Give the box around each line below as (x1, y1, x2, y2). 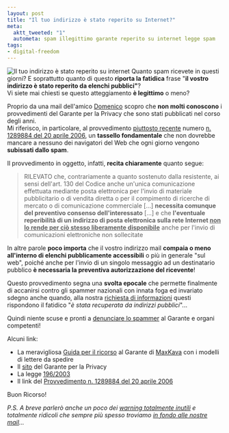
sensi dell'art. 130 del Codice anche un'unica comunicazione (23, 180, 196, 188)
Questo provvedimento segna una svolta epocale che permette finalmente (7, 279, 217, 287)
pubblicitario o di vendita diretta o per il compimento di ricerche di (23, 194, 210, 202)
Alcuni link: (7, 334, 38, 343)
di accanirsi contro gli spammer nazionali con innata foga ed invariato (7, 286, 203, 295)
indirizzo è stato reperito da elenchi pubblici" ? (7, 82, 142, 90)
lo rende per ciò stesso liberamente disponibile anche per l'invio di (23, 223, 215, 232)
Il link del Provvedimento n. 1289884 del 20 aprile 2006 (16, 377, 173, 385)
